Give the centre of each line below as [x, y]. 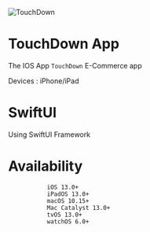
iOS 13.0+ [63, 187]
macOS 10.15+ [68, 201]
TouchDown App [64, 44]
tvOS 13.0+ [64, 215]
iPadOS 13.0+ [68, 194]
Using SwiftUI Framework [49, 134]
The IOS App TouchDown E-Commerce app [75, 65]
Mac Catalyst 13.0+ [79, 208]
